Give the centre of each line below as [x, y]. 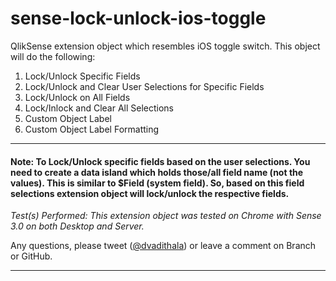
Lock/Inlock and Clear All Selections [99, 108]
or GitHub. [31, 256]
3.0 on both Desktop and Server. [77, 226]
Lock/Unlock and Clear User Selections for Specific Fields [144, 86]
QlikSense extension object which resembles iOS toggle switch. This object [165, 46]
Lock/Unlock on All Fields [77, 97]
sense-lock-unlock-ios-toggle [138, 18]
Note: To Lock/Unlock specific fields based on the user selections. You [160, 161]
